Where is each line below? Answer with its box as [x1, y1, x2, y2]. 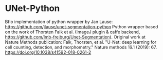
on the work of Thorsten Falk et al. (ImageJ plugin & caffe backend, [5, 29, 140, 35]
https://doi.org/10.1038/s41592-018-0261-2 [5, 49, 91, 55]
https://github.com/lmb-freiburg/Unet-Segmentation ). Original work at [5, 34, 146, 40]
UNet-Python [5, 3, 60, 14]
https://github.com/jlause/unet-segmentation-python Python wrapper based [5, 24, 158, 29]
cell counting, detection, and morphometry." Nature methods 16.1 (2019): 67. [5, 44, 157, 50]
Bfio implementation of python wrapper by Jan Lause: [5, 19, 113, 24]
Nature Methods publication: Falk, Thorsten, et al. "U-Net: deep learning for [5, 39, 157, 45]
